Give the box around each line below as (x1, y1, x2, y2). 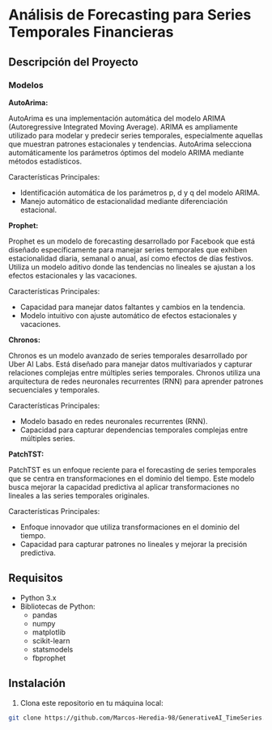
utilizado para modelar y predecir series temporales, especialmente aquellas (8, 130, 263, 140)
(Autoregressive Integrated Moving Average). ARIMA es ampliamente (8, 121, 239, 131)
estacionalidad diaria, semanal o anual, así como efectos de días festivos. (8, 253, 253, 263)
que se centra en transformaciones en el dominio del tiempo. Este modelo (8, 473, 255, 483)
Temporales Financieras (8, 23, 174, 41)
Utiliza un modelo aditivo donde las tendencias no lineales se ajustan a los (8, 261, 256, 272)
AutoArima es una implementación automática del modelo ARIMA (8, 113, 226, 123)
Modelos (8, 79, 44, 91)
